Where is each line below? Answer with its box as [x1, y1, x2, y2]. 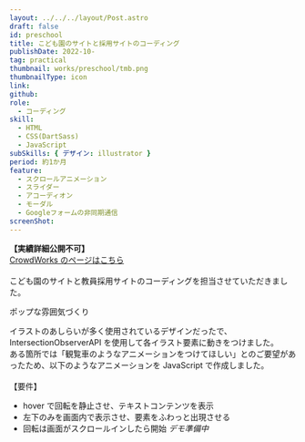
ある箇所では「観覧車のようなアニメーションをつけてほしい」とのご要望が [9, 348, 289, 359]
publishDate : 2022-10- [9, 47, 96, 57]
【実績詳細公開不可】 [9, 242, 89, 253]
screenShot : [9, 216, 55, 226]
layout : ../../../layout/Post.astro [9, 13, 148, 23]
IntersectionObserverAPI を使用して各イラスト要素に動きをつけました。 [9, 336, 280, 347]
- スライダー [17, 183, 60, 192]
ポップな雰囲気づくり [9, 306, 89, 317]
